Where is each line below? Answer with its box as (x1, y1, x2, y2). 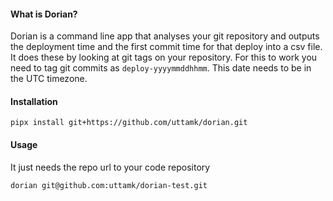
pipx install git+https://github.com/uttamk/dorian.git (10, 118, 248, 128)
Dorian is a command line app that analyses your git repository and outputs (10, 30, 320, 42)
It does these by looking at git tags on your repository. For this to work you (10, 51, 318, 64)
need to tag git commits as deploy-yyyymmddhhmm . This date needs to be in (10, 62, 312, 74)
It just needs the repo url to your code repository (10, 161, 211, 173)
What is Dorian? (10, 8, 78, 20)
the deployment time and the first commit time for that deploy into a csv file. (10, 41, 323, 53)
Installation (10, 95, 58, 107)
